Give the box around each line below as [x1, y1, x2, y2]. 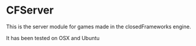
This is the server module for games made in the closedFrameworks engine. [6, 23, 191, 30]
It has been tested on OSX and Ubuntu [6, 34, 100, 41]
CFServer [6, 4, 54, 17]
